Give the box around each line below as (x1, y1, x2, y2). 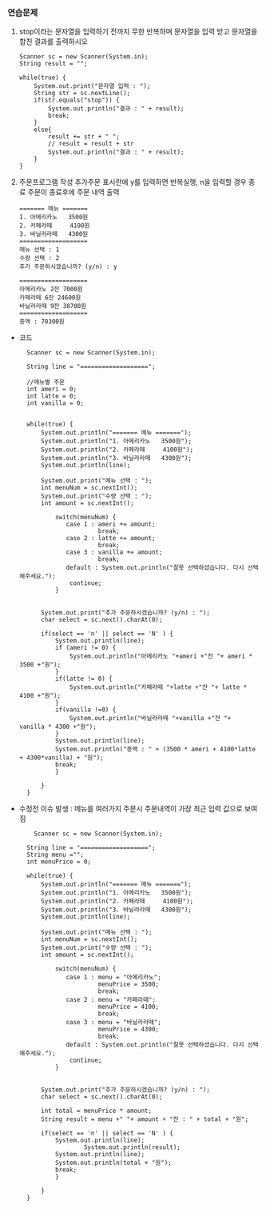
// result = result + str (48, 140, 134, 148)
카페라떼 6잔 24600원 (18, 294, 81, 302)
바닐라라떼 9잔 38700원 (18, 302, 87, 310)
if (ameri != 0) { (54, 644, 117, 652)
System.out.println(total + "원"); (54, 1159, 173, 1167)
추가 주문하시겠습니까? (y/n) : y (18, 262, 117, 271)
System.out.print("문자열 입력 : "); (34, 82, 151, 90)
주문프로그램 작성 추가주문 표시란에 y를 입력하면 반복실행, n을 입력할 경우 (18, 178, 247, 187)
